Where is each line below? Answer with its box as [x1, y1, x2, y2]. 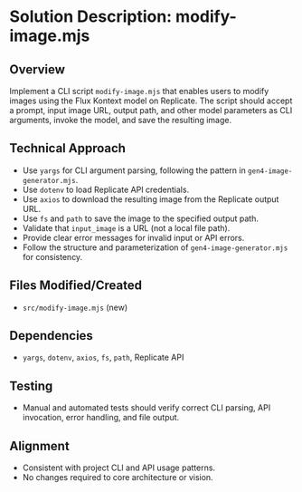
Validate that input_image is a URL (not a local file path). [22, 222, 231, 233]
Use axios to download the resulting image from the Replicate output [22, 193, 279, 205]
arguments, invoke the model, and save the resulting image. [9, 115, 232, 125]
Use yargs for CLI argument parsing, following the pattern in [22, 165, 246, 176]
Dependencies [9, 328, 93, 343]
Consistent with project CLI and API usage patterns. [22, 462, 215, 473]
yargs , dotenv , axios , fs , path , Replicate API [22, 352, 184, 363]
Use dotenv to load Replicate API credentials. [22, 184, 190, 195]
